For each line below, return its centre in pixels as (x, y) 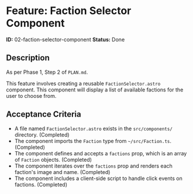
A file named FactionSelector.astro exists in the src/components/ (93, 128)
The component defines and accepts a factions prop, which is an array (101, 153)
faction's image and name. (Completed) (62, 172)
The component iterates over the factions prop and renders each (93, 166)
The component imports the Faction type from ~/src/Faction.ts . (93, 141)
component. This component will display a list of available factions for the (95, 90)
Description (28, 58)
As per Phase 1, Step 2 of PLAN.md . (47, 72)
